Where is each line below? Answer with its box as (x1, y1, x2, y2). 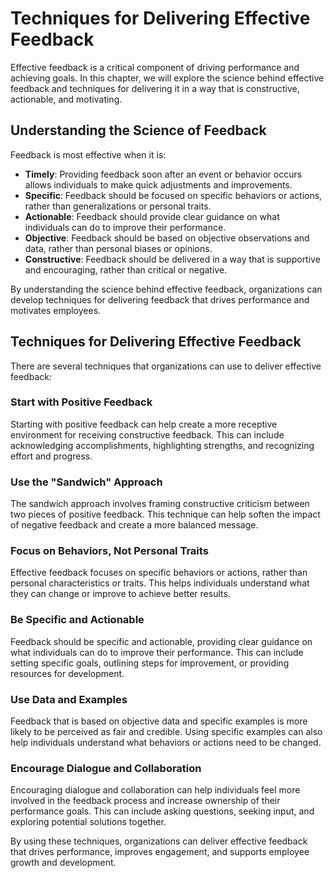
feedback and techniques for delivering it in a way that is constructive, (10, 82, 300, 94)
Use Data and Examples (10, 692, 128, 706)
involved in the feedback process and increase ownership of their (10, 795, 281, 807)
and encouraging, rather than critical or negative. (24, 263, 228, 276)
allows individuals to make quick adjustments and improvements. (24, 178, 293, 191)
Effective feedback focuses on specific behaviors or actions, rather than (10, 567, 308, 579)
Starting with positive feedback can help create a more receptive (10, 418, 278, 430)
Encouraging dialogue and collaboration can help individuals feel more (10, 784, 301, 796)
